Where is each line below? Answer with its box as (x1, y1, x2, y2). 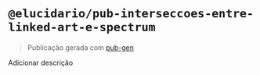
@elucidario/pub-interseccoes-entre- (8, 6, 255, 21)
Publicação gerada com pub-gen (27, 42, 135, 52)
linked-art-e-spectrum (8, 20, 156, 35)
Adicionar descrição (8, 58, 74, 67)
